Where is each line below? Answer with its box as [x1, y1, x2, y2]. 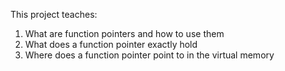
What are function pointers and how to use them [24, 28, 225, 39]
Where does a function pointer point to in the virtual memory [24, 49, 275, 61]
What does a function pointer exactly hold [24, 39, 198, 50]
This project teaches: [10, 9, 98, 20]
